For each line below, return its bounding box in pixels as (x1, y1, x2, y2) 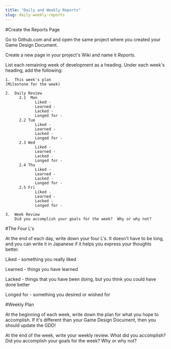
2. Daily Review (5, 90, 42, 95)
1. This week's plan (5, 77, 52, 82)
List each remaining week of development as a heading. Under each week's (5, 62, 165, 68)
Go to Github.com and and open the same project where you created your (5, 36, 161, 43)
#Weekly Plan (5, 301, 34, 307)
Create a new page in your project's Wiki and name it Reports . (5, 52, 136, 58)
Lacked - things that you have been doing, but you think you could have (5, 276, 157, 282)
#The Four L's (5, 225, 35, 231)
